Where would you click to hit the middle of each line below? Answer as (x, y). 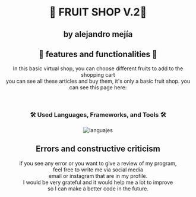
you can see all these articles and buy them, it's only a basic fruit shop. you (98, 81)
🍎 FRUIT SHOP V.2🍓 (98, 12)
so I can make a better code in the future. (98, 188)
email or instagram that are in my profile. (98, 176)
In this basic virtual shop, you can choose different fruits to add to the (98, 68)
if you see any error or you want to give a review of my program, (98, 163)
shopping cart (98, 75)
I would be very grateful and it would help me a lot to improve (98, 182)
